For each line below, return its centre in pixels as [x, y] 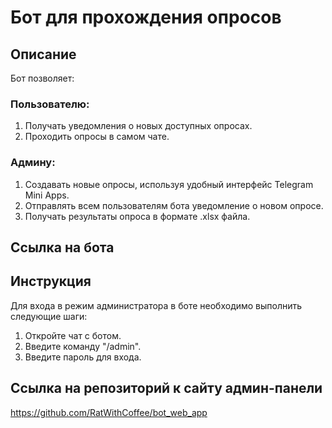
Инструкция [51, 281]
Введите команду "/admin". [83, 346]
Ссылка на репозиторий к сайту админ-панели [166, 388]
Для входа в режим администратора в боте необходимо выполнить [156, 305]
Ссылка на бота [62, 247]
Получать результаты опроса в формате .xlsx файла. [137, 216]
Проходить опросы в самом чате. [97, 137]
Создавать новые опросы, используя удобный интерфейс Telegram [169, 184]
